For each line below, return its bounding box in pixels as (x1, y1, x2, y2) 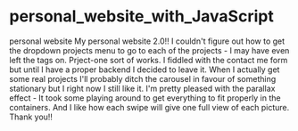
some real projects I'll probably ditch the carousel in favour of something (9, 73, 277, 84)
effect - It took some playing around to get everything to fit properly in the (9, 92, 281, 103)
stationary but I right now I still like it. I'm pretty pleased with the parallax (9, 83, 276, 94)
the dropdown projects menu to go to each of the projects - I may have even (9, 45, 290, 55)
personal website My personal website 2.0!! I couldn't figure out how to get (9, 36, 286, 46)
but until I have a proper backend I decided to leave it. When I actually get (9, 64, 280, 75)
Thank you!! (9, 111, 54, 122)
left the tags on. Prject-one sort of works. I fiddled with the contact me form (9, 54, 288, 65)
